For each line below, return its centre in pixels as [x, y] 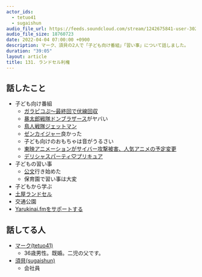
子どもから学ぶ [33, 187]
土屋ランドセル [33, 194]
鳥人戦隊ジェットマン [50, 126]
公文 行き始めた [42, 172]
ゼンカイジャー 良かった [53, 134]
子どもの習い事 [33, 164]
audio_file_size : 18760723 [40, 34]
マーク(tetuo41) [34, 246]
